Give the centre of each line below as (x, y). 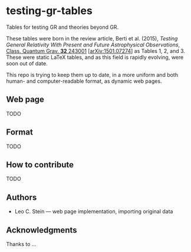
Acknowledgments (42, 230)
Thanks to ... (21, 244)
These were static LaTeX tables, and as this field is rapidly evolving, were (95, 57)
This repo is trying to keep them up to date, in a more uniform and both (92, 75)
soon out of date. (27, 63)
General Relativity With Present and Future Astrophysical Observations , (93, 45)
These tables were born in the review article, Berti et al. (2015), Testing (92, 38)
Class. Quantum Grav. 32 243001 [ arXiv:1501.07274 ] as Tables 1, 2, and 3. (96, 51)
